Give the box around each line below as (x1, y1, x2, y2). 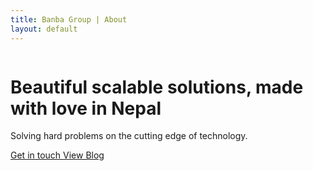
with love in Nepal (10, 97, 162, 120)
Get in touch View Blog (10, 149, 105, 161)
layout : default (10, 24, 78, 34)
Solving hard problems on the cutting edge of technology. (10, 130, 248, 142)
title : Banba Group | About (10, 14, 128, 25)
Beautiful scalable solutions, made (10, 76, 304, 98)
